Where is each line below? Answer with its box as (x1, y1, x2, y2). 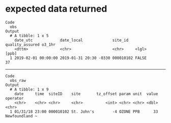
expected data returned (5, 3, 107, 15)
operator (5, 96, 24, 101)
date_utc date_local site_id (14, 38, 129, 43)
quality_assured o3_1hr (5, 42, 56, 47)
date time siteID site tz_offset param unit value (14, 91, 158, 97)
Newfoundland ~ (5, 113, 38, 118)
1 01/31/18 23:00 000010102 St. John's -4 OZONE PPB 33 (10, 109, 158, 114)
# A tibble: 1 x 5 (10, 33, 49, 38)
